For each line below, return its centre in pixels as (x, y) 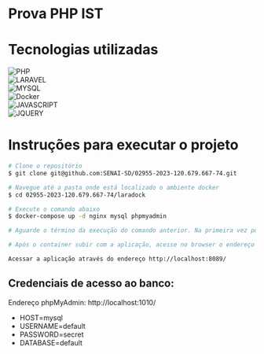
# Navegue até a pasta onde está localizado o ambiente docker (114, 187)
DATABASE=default (51, 342)
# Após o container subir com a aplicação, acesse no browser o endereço (132, 245)
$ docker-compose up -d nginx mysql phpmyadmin (88, 216)
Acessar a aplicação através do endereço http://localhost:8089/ (117, 259)
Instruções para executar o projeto (123, 145)
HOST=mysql (41, 317)
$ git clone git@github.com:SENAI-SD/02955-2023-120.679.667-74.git (123, 173)
